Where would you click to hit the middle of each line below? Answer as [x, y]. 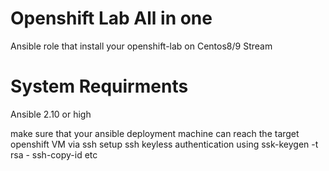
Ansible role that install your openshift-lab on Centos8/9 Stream [141, 46]
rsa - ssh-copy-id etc [54, 154]
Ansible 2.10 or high [51, 114]
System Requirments [99, 86]
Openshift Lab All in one [111, 18]
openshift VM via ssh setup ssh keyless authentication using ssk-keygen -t [164, 144]
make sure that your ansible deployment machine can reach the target [155, 133]
